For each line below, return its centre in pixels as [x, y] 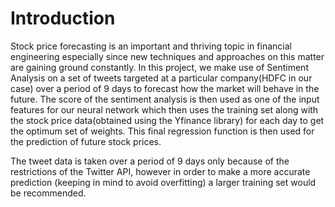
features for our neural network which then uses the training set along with [164, 109]
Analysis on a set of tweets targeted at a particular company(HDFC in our [161, 78]
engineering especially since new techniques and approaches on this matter [167, 56]
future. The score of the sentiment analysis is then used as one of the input [165, 99]
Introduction [63, 18]
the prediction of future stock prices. [86, 141]
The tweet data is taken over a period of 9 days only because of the [150, 161]
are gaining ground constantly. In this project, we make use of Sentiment [159, 67]
